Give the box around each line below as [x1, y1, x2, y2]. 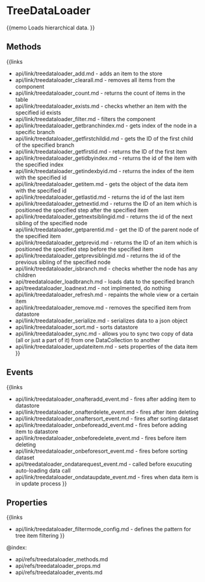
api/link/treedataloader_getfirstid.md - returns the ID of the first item [15, 147, 187, 155]
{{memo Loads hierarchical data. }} [6, 24, 95, 31]
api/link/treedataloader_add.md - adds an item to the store [15, 70, 163, 77]
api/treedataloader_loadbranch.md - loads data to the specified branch [15, 278, 195, 285]
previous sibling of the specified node [15, 258, 111, 266]
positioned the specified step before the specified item [15, 245, 154, 253]
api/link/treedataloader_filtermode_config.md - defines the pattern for [15, 526, 192, 533]
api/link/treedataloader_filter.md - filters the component [15, 115, 156, 122]
